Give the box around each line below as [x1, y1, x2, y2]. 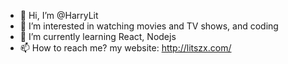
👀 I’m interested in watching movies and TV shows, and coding [19, 20, 279, 32]
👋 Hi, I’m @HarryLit [19, 10, 99, 21]
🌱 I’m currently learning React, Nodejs [19, 31, 177, 42]
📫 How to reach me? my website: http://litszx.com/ [19, 42, 232, 54]
